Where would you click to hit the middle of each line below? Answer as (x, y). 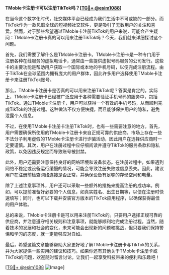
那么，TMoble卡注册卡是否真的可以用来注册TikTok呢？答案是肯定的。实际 (82, 90)
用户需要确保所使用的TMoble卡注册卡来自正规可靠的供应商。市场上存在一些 (84, 132)
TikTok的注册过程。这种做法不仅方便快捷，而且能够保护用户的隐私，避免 (84, 109)
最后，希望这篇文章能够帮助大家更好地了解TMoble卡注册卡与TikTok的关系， (84, 245)
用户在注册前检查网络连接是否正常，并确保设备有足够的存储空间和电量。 (80, 175)
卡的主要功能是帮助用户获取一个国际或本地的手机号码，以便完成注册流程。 (82, 67)
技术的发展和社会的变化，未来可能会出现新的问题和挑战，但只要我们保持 (84, 228)
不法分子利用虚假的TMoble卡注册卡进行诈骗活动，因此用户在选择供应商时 (81, 139)
